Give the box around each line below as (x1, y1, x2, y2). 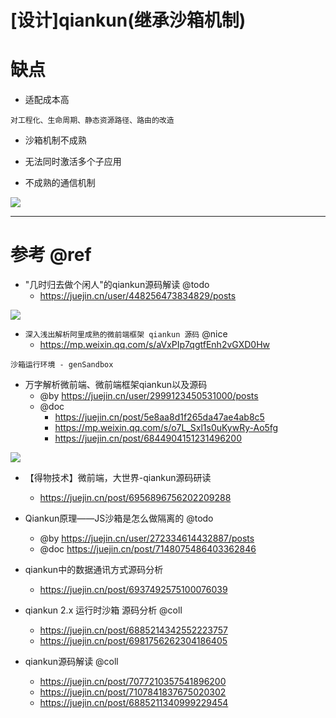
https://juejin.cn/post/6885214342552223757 (39, 624, 229, 636)
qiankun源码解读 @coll (24, 656, 119, 668)
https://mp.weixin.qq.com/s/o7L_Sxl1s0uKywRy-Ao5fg (54, 422, 279, 434)
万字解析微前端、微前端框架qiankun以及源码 (24, 379, 208, 391)
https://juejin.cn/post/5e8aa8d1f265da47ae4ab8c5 (54, 411, 265, 423)
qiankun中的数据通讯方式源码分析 (24, 564, 164, 576)
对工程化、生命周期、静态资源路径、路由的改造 (10, 116, 175, 126)
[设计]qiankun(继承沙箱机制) (10, 9, 247, 32)
